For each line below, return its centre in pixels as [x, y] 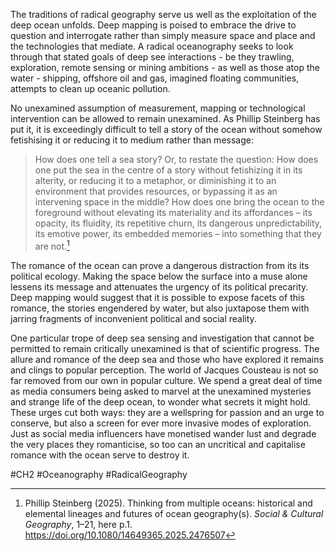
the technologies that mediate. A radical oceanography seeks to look [152, 46]
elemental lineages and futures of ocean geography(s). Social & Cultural [174, 513]
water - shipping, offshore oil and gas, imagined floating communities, [155, 78]
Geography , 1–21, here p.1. [78, 524]
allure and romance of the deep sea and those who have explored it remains [167, 359]
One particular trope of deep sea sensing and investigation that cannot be [162, 338]
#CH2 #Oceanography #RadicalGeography [99, 474]
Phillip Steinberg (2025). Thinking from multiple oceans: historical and [168, 503]
